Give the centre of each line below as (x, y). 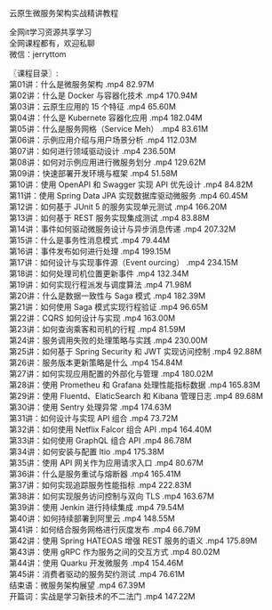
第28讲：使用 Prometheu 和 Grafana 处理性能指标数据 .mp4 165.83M (135, 385)
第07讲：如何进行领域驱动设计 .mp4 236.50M (92, 151)
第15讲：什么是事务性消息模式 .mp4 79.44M (90, 240)
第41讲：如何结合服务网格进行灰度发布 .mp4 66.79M (105, 529)
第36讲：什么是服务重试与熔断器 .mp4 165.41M (95, 474)
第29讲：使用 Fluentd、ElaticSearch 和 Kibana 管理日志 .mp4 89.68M (136, 396)
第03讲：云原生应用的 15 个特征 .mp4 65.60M (92, 106)
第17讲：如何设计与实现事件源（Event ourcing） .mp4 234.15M (124, 262)
